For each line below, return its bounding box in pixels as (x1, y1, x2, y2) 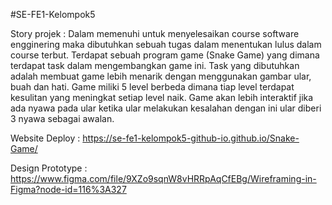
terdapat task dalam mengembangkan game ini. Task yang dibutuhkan (10, 60, 300, 71)
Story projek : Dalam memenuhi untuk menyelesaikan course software (10, 28, 300, 39)
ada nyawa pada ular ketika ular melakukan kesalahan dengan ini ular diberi (10, 102, 322, 114)
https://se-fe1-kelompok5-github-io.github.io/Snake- (82, 132, 300, 144)
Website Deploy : (10, 132, 81, 144)
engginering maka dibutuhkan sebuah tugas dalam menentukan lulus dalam (10, 39, 322, 50)
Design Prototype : (10, 162, 88, 174)
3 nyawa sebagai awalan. (10, 113, 115, 124)
